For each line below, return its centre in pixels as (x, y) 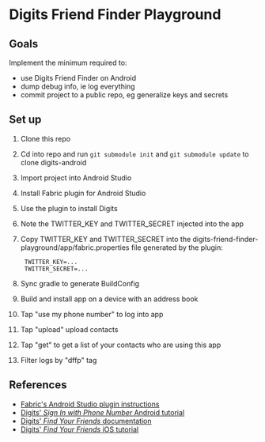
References (38, 385)
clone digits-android (53, 162)
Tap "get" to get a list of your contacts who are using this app (121, 345)
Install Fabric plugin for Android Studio (83, 193)
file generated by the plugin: (177, 247)
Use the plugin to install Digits (69, 208)
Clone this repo (45, 138)
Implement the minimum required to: (68, 62)
